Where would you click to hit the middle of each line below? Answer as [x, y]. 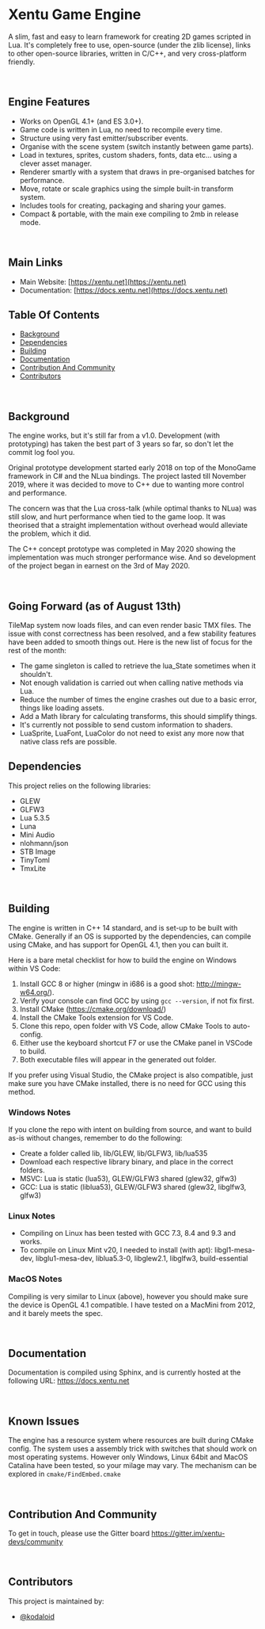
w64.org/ [34, 992]
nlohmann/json [44, 843]
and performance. [38, 493]
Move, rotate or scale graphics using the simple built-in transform [126, 189]
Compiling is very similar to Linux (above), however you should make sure [129, 1296]
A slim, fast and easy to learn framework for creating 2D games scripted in [130, 36]
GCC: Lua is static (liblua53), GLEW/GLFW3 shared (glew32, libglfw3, [133, 1187]
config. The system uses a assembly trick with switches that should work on [132, 1449]
